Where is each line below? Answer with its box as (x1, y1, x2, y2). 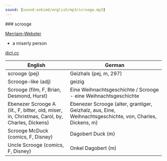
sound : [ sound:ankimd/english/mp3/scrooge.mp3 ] (5, 7, 106, 12)
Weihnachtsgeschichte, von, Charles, (70, 113, 157, 120)
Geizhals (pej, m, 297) (70, 70, 122, 77)
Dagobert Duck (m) (70, 130, 115, 137)
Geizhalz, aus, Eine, (70, 106, 116, 113)
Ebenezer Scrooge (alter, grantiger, (70, 100, 153, 107)
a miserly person (12, 40, 47, 46)
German (105, 62, 125, 69)
